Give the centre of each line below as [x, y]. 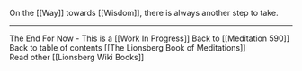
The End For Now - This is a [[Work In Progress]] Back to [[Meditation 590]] [150, 38]
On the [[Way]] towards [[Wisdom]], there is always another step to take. [144, 13]
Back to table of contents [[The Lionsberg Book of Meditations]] [128, 47]
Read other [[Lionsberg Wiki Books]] [77, 57]
